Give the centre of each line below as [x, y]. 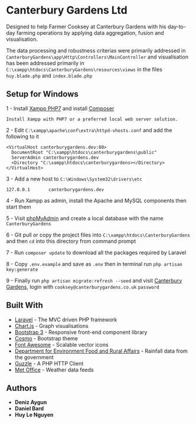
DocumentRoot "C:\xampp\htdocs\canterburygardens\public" [84, 152]
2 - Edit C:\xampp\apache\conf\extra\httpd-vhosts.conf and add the [89, 130]
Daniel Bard [29, 409]
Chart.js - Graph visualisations [51, 326]
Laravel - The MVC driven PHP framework [66, 320]
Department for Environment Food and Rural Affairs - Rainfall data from [101, 351]
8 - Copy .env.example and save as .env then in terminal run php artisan [94, 264]
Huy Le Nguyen [34, 415]
